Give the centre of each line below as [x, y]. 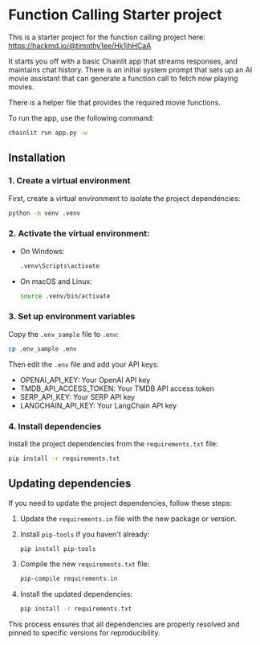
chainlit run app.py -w [48, 133]
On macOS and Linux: [56, 281]
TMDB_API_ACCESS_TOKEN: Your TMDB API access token [117, 388]
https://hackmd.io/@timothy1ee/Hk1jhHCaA [80, 45]
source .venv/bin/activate [65, 296]
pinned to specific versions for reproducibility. [84, 633]
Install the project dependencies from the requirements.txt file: [113, 443]
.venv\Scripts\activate [60, 266]
